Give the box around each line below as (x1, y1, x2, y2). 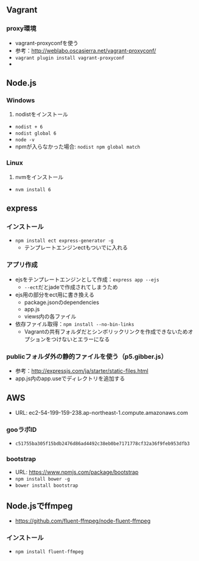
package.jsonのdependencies (24, 298, 99, 306)
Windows (6, 96, 35, 104)
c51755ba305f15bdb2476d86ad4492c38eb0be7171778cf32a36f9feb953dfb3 (15, 441, 190, 447)
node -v (15, 137, 35, 143)
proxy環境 (6, 24, 37, 33)
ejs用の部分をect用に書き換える (15, 291, 95, 298)
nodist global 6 (15, 130, 57, 136)
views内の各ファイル (24, 312, 77, 320)
